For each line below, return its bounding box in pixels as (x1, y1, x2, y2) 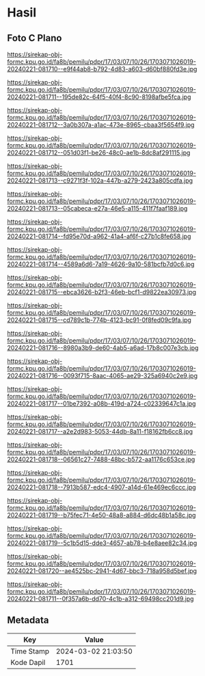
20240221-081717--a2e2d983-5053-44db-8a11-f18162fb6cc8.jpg (7, 428, 193, 435)
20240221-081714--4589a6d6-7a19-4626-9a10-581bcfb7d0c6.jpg (7, 260, 195, 268)
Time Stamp (10, 646, 50, 656)
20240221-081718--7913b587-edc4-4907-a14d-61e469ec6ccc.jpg (7, 483, 196, 491)
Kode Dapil (10, 657, 46, 667)
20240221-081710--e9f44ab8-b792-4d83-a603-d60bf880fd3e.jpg (7, 65, 197, 73)
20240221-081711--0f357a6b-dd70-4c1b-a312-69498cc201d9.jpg (7, 595, 194, 603)
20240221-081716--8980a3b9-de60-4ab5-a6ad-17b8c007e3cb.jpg (7, 344, 199, 351)
